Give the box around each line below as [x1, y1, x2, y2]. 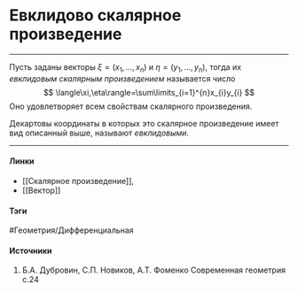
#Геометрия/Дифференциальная [9, 225, 135, 235]
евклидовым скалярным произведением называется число [9, 73, 236, 84]
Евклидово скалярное [9, 5, 182, 26]
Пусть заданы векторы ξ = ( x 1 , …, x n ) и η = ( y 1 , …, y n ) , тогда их [9, 61, 242, 74]
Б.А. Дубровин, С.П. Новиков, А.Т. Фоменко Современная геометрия [21, 265, 286, 275]
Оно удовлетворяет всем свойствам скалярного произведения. [9, 101, 253, 111]
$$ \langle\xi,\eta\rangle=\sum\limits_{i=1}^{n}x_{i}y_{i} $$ [43, 87, 255, 97]
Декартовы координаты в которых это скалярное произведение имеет [9, 118, 279, 128]
